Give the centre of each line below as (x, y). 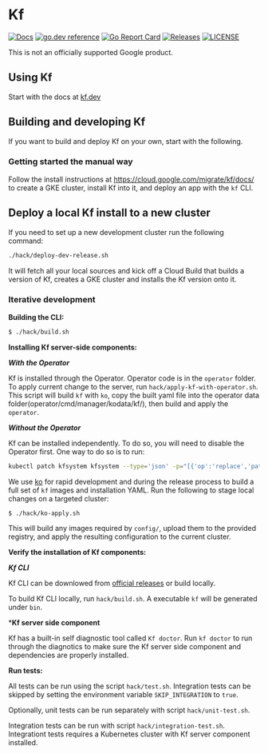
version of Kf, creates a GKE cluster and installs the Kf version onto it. (122, 279)
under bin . (26, 607)
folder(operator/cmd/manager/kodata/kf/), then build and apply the (118, 403)
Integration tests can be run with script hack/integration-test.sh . (117, 726)
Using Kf (30, 78)
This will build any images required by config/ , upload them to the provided (132, 529)
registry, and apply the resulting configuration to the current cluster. (120, 537)
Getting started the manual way (71, 162)
